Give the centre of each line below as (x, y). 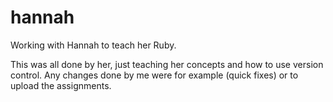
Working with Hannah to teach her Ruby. (93, 45)
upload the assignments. (61, 85)
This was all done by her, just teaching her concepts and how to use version (167, 64)
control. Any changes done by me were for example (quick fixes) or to (154, 75)
